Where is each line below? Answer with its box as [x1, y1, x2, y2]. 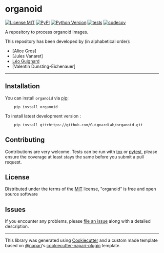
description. [5, 223, 29, 230]
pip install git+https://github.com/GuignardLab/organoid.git [14, 122, 143, 127]
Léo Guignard [12, 58, 40, 64]
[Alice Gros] [12, 48, 37, 54]
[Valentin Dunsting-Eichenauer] [12, 63, 76, 69]
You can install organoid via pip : [5, 95, 69, 101]
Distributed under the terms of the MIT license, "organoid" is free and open [5, 186, 156, 192]
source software [5, 191, 38, 197]
